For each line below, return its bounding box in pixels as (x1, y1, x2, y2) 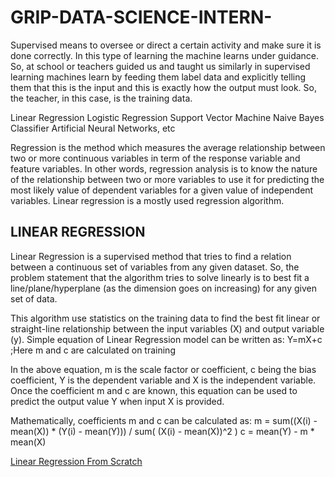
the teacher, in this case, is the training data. (10, 92, 193, 104)
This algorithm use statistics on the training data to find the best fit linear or (10, 312, 321, 324)
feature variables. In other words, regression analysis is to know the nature (10, 162, 318, 175)
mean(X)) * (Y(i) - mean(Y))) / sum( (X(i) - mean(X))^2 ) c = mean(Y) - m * (10, 425, 315, 437)
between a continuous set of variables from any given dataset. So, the (10, 261, 300, 273)
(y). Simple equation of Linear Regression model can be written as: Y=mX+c (10, 333, 323, 345)
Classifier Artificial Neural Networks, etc (10, 122, 176, 134)
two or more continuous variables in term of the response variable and (10, 152, 301, 164)
